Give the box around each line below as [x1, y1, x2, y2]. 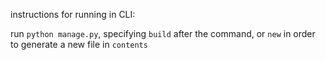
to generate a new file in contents [10, 39, 148, 50]
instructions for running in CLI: [10, 9, 136, 20]
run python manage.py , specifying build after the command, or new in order [10, 28, 316, 39]
